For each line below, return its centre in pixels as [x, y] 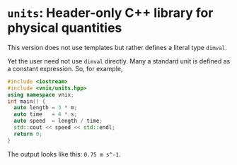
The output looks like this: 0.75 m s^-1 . [64, 154]
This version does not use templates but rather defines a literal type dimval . [117, 47]
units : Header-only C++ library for [110, 13]
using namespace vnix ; [41, 94]
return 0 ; [28, 134]
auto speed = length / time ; [58, 121]
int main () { [27, 101]
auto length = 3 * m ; [46, 108]
